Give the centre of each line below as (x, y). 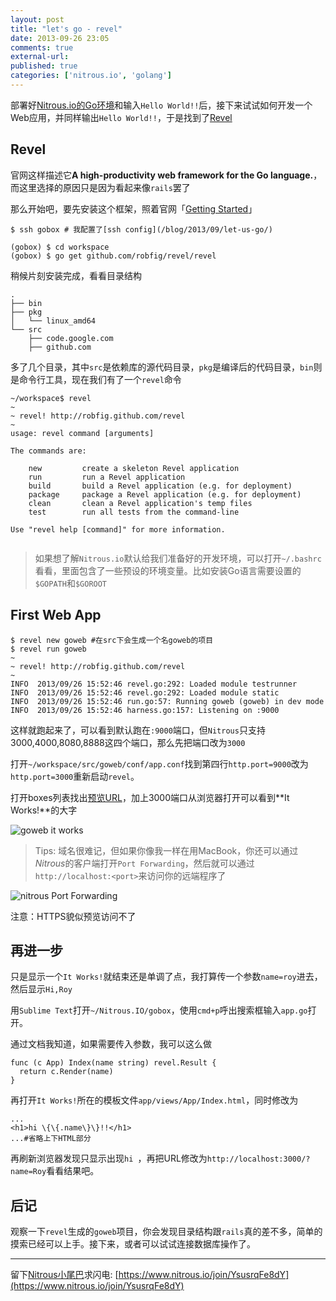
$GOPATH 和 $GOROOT (71, 583)
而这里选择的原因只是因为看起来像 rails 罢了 (100, 187)
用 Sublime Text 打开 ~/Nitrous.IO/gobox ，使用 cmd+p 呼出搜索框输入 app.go (159, 1010)
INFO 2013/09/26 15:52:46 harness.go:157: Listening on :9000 (145, 710)
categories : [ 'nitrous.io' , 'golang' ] (91, 76)
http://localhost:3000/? (258, 1159)
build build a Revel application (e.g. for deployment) (160, 486)
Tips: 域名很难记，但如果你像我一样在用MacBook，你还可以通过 (166, 850)
